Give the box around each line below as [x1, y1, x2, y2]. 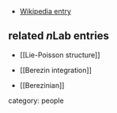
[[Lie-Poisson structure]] [19, 50, 100, 60]
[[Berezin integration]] [19, 65, 92, 75]
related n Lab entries [8, 29, 109, 42]
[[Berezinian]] [19, 80, 65, 89]
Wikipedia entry [19, 7, 71, 16]
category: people [8, 96, 65, 105]
